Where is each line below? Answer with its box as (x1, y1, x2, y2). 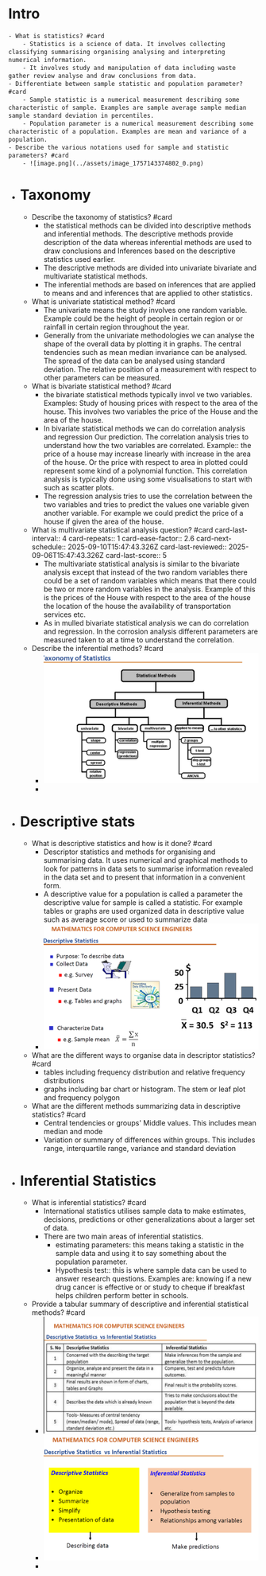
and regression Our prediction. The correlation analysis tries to (43, 431, 249, 442)
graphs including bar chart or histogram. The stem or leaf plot (43, 1084, 246, 1094)
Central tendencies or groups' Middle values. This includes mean (43, 1118, 256, 1128)
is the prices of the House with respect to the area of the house (43, 592, 252, 602)
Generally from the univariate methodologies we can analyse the (43, 330, 256, 340)
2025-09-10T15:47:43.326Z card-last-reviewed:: (67, 542, 227, 552)
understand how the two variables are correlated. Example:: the (43, 440, 252, 450)
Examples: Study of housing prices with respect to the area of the (43, 398, 258, 408)
